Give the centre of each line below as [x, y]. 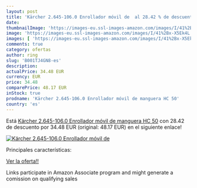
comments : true [25, 45]
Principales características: [39, 149]
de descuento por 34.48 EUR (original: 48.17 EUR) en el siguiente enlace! [94, 127]
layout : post [22, 11]
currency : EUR [23, 77]
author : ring [22, 55]
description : [22, 66]
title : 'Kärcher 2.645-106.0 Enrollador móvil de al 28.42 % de [87, 17]
